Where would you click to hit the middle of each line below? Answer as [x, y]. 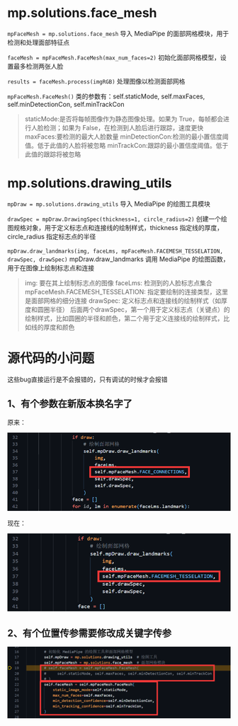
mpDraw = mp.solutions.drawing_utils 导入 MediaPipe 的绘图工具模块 [109, 204]
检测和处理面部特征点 [38, 42]
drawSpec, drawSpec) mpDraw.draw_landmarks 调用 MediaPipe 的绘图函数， [118, 259]
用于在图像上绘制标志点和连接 [51, 267]
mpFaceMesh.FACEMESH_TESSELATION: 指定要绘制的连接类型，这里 [126, 292]
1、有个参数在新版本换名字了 [70, 404]
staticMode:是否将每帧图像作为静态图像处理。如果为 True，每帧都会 [124, 119]
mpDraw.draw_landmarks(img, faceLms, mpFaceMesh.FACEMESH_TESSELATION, [115, 251]
